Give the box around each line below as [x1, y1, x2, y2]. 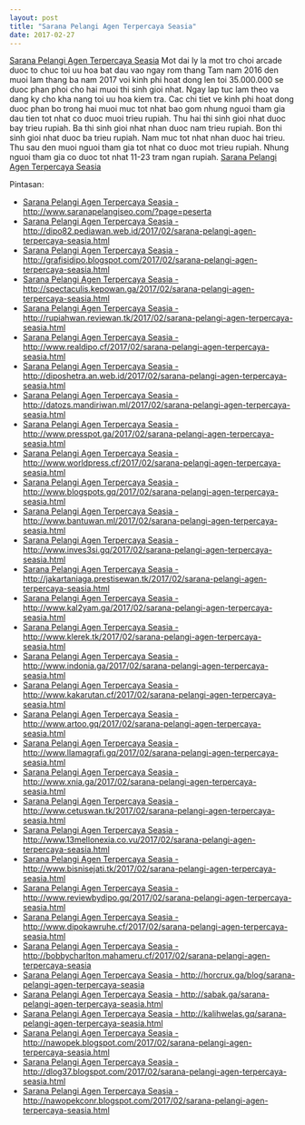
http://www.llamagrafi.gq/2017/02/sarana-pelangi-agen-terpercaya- [22, 748, 279, 758]
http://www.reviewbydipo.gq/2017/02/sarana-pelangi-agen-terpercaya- [22, 892, 292, 903]
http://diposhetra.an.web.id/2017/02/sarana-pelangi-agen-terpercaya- [22, 370, 288, 382]
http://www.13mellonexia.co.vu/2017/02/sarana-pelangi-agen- [22, 834, 256, 846]
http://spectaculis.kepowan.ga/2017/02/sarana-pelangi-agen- [22, 284, 255, 295]
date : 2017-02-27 [9, 30, 75, 39]
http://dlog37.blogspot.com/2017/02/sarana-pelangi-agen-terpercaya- [22, 1066, 288, 1078]
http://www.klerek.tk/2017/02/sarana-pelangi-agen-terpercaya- [22, 631, 261, 642]
